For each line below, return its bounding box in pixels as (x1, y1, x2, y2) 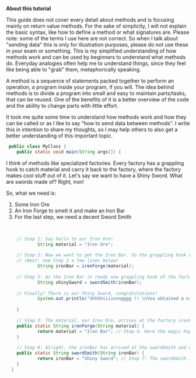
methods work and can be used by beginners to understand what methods (6, 54, 186, 60)
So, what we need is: (6, 190, 57, 197)
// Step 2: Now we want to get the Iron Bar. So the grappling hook (16, 252, 187, 258)
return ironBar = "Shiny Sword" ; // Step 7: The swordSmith (37, 356, 187, 362)
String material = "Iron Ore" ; (37, 241, 114, 248)
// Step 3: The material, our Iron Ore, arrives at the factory (16, 317, 176, 324)
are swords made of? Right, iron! (6, 178, 85, 185)
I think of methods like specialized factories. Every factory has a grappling (6, 159, 184, 166)
